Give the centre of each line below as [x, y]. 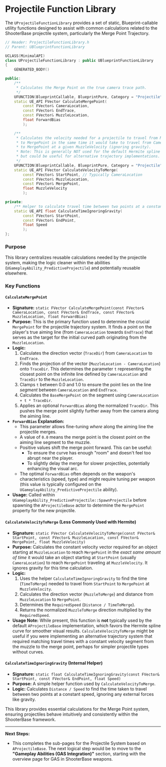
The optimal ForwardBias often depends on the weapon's [78, 474]
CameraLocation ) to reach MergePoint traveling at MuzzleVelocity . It [80, 563]
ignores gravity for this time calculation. [53, 568]
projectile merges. [38, 432]
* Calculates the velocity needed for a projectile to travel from [87, 138]
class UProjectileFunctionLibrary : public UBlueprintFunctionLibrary [79, 60]
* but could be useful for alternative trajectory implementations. [88, 157]
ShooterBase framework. [30, 719]
